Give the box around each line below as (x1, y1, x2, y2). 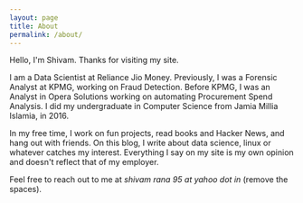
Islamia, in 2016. (9, 110, 70, 122)
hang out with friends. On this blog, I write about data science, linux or (9, 137, 271, 149)
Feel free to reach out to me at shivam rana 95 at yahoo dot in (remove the (9, 174, 289, 185)
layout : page (9, 13, 59, 23)
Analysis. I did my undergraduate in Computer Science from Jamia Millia (9, 101, 279, 112)
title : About (9, 22, 59, 31)
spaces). (9, 184, 43, 195)
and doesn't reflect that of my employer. (9, 157, 159, 168)
